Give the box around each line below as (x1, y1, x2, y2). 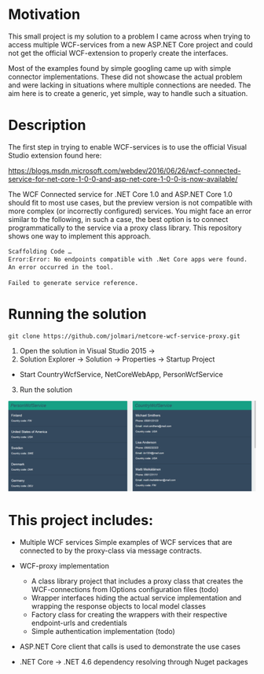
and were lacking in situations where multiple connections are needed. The (8, 80, 251, 90)
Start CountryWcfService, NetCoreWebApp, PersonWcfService (19, 369, 224, 379)
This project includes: (8, 512, 154, 529)
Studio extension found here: (8, 150, 102, 160)
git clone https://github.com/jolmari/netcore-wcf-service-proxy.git (8, 332, 241, 340)
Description (8, 117, 86, 135)
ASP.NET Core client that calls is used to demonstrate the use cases (19, 642, 241, 651)
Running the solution (8, 306, 147, 324)
